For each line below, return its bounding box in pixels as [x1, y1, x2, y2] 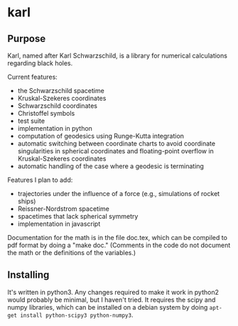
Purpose [7, 33, 46, 45]
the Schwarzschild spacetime [17, 87, 104, 94]
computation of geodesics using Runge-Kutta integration [17, 132, 185, 140]
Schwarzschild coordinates [17, 102, 98, 110]
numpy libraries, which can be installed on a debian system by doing [7, 303, 208, 311]
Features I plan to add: [7, 175, 73, 184]
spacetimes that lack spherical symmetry [17, 212, 139, 220]
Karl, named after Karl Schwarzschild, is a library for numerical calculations [7, 51, 227, 60]
